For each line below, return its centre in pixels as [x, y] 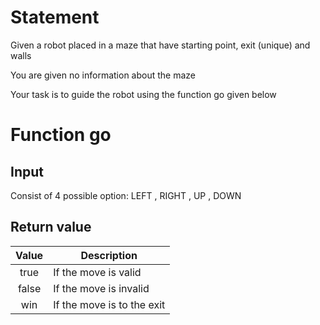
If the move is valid [97, 272]
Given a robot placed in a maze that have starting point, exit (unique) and [160, 45]
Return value [51, 227]
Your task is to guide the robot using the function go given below [143, 94]
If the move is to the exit [109, 304]
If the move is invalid [101, 288]
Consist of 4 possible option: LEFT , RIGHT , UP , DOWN [126, 195]
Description [109, 255]
